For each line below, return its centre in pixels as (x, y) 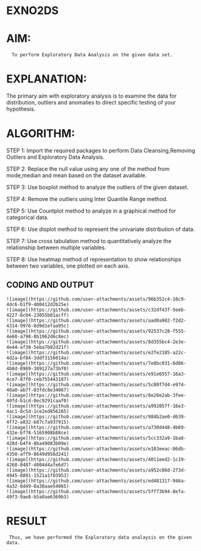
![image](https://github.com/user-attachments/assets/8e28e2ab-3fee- (97, 395)
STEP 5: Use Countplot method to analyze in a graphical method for (91, 211)
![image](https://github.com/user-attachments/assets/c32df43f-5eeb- (97, 310)
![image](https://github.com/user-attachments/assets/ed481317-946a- (97, 481)
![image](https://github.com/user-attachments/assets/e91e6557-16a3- (97, 374)
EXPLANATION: (47, 79)
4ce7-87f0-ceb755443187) (38, 379)
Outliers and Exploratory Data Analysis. (55, 157)
